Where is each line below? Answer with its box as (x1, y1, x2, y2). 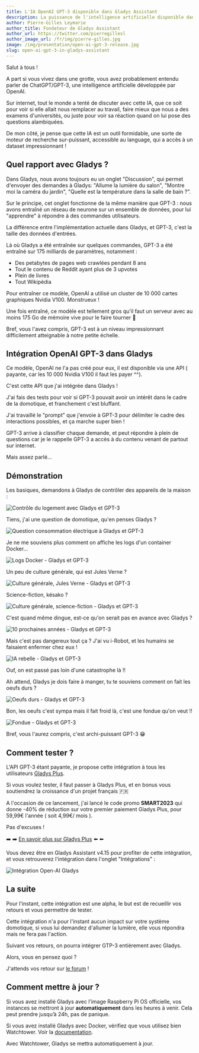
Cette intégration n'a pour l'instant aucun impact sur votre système (6, 918, 170, 925)
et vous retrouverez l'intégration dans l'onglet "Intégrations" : (6, 856, 156, 862)
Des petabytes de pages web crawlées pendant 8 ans (14, 259, 147, 266)
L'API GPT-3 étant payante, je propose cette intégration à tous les (6, 764, 166, 770)
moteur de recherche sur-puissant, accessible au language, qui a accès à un (6, 136, 193, 143)
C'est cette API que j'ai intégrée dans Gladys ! (6, 382, 118, 390)
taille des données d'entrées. (6, 230, 77, 237)
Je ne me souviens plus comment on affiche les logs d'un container (6, 539, 172, 546)
